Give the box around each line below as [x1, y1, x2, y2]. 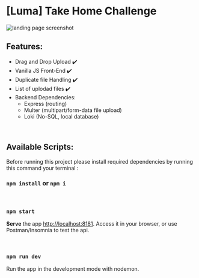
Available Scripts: [6, 142, 74, 152]
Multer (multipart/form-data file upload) [23, 107, 122, 114]
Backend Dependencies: [14, 93, 76, 100]
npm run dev [6, 253, 41, 260]
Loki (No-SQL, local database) [23, 113, 99, 120]
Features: [6, 42, 43, 52]
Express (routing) [23, 100, 67, 107]
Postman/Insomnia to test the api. [6, 227, 90, 234]
